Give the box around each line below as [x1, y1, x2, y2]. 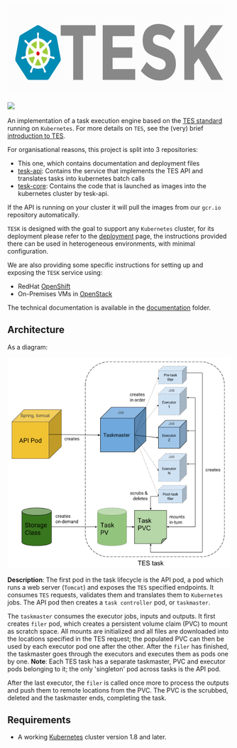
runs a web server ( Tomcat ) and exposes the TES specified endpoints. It [7, 582, 214, 591]
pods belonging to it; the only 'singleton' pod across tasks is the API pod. [7, 664, 221, 673]
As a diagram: [7, 342, 48, 351]
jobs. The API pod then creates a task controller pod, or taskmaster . [7, 598, 211, 607]
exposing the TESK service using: [7, 269, 103, 276]
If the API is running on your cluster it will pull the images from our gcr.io [7, 203, 221, 211]
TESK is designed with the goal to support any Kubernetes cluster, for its [7, 224, 215, 232]
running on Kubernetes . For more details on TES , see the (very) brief [7, 124, 204, 132]
